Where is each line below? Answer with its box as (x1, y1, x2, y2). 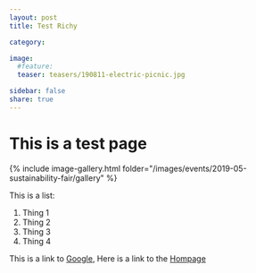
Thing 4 (21, 235, 52, 246)
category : (9, 38, 46, 47)
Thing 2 (21, 217, 51, 227)
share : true (9, 95, 54, 104)
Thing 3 (21, 226, 51, 237)
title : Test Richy (9, 21, 78, 30)
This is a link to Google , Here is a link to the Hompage (9, 252, 207, 264)
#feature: (17, 62, 54, 72)
